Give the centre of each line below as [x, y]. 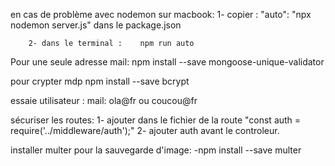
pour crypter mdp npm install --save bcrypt [100, 81]
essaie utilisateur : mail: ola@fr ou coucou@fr [104, 100]
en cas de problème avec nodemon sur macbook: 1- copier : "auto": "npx [161, 14]
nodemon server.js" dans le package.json [96, 25]
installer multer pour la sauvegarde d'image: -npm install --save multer [156, 150]
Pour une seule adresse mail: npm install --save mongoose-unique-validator [167, 62]
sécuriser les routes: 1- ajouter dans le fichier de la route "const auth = [156, 120]
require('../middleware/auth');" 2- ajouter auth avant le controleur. [145, 130]
